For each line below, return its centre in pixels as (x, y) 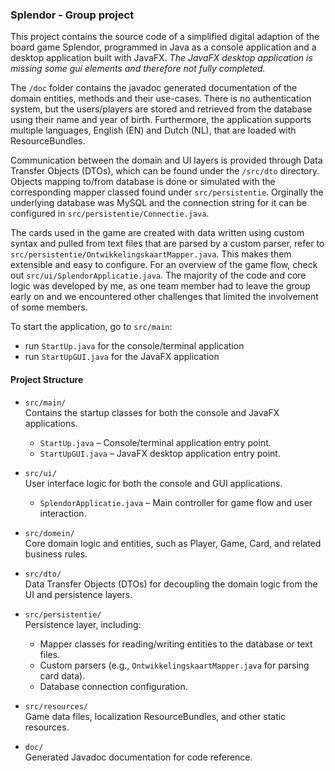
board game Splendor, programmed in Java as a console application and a (163, 47)
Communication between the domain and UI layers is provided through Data (166, 160)
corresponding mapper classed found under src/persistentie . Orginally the (167, 192)
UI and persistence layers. (78, 594)
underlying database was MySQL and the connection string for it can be (159, 203)
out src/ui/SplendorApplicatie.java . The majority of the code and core (158, 275)
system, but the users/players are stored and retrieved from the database (161, 109)
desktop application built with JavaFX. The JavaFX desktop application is (161, 58)
